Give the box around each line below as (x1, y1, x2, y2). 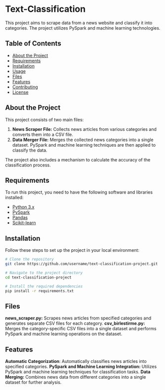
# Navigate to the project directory (5, 270, 83, 275)
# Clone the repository (5, 257, 54, 262)
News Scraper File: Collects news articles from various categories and (12, 126, 157, 132)
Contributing (12, 84, 38, 90)
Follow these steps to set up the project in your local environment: (5, 247, 140, 253)
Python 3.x (12, 204, 35, 210)
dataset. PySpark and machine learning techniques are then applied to (12, 142, 156, 148)
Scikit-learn (12, 220, 36, 226)
